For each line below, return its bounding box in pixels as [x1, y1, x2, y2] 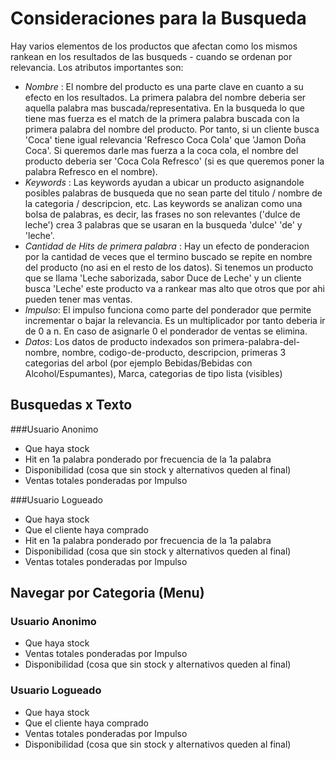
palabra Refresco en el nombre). [24, 165, 158, 177]
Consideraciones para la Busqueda [10, 7, 307, 30]
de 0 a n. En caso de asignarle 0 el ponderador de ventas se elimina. [24, 325, 308, 337]
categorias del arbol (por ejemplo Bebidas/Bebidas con [24, 357, 253, 369]
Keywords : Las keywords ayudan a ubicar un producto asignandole [24, 176, 305, 188]
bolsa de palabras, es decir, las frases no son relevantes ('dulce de [24, 208, 301, 220]
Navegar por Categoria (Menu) [10, 585, 205, 602]
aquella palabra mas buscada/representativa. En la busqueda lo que [24, 102, 305, 114]
